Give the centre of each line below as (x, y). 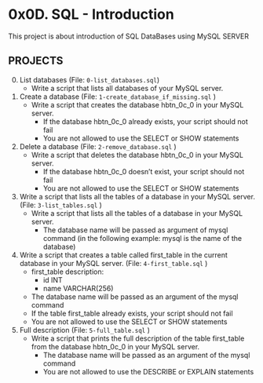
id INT (53, 279)
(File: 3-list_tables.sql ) (60, 205)
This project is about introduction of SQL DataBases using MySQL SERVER (129, 36)
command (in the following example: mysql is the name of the (142, 238)
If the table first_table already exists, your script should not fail (132, 313)
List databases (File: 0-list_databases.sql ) (89, 79)
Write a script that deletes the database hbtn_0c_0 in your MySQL (137, 155)
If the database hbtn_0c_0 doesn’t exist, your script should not (144, 171)
